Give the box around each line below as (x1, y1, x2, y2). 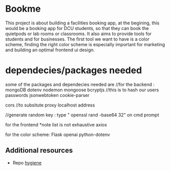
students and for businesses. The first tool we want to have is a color (5, 36, 150, 42)
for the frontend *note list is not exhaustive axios (5, 121, 108, 127)
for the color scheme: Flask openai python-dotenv (5, 131, 110, 138)
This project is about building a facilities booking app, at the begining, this (5, 20, 160, 26)
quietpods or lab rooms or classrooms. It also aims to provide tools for (5, 30, 152, 37)
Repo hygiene (12, 159, 42, 165)
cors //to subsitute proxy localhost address (5, 102, 95, 108)
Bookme (5, 3, 41, 15)
